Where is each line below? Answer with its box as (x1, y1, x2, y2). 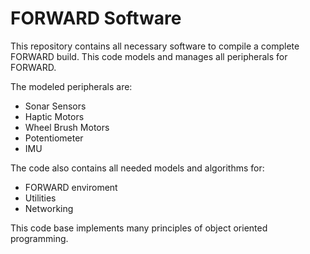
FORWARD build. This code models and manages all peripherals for (10, 50, 288, 62)
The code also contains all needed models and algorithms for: (10, 162, 265, 174)
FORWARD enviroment (24, 181, 118, 193)
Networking (24, 202, 74, 214)
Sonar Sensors (24, 100, 87, 112)
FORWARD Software (10, 7, 182, 30)
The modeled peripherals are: (10, 80, 133, 92)
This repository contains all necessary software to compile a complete (10, 40, 300, 52)
